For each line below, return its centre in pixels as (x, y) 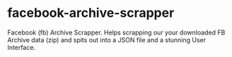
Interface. (22, 47)
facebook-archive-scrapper (91, 13)
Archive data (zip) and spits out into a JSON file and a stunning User (107, 39)
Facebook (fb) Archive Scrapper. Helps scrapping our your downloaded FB (116, 32)
